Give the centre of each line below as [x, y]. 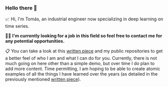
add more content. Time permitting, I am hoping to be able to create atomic [83, 69]
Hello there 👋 [21, 8]
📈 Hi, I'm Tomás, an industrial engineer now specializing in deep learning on [84, 19]
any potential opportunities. [35, 41]
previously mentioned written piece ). [43, 80]
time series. [17, 26]
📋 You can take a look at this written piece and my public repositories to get [84, 51]
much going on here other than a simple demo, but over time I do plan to [80, 64]
